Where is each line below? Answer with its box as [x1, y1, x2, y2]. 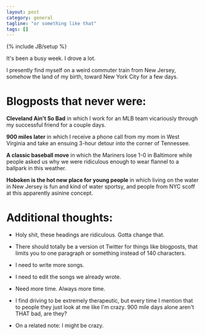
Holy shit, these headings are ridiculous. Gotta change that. [15, 231, 165, 239]
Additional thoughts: [6, 211, 113, 225]
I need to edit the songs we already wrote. [15, 273, 121, 280]
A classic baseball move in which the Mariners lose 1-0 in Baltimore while [6, 151, 192, 159]
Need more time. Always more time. [15, 285, 106, 293]
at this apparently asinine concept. [6, 189, 93, 197]
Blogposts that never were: [6, 94, 146, 108]
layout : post [6, 9, 40, 15]
